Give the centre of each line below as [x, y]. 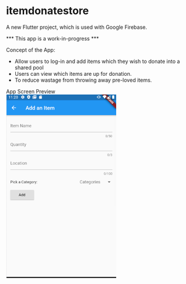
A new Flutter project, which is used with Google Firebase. [77, 27]
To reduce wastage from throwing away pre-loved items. [83, 80]
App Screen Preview [31, 91]
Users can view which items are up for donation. [73, 73]
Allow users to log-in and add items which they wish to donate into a [97, 61]
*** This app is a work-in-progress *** [53, 38]
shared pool [29, 67]
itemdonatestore [48, 11]
